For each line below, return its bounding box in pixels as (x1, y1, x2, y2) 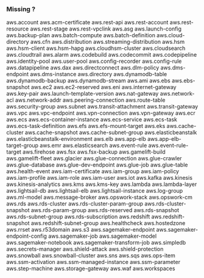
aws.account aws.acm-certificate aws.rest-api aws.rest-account (6, 19, 169, 26)
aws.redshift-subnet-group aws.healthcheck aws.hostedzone (30, 219, 186, 227)
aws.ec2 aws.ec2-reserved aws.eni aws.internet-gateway (30, 84, 177, 91)
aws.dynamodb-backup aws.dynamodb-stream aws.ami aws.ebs (6, 77, 171, 84)
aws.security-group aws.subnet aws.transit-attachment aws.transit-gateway (6, 103, 199, 110)
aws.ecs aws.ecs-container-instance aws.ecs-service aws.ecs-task (6, 116, 178, 123)
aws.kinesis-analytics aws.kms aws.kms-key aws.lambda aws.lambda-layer (6, 180, 197, 188)
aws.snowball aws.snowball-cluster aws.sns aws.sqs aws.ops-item (6, 252, 175, 259)
